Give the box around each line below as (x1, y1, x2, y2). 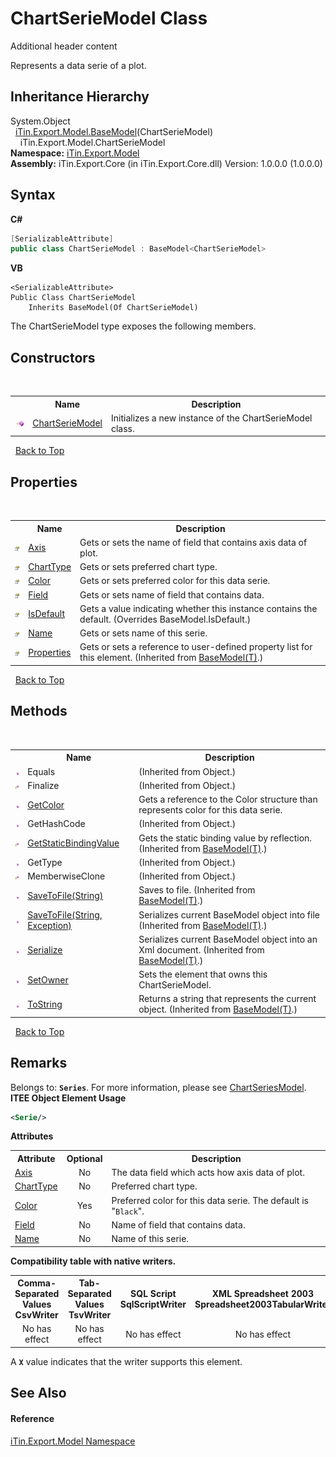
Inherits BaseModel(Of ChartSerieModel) (28, 303, 199, 313)
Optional (66, 1152, 103, 1164)
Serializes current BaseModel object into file (138, 908, 320, 921)
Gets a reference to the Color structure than (138, 793, 318, 805)
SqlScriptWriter (119, 1298, 187, 1311)
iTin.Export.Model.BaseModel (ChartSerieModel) (14, 125, 213, 137)
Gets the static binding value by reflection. (138, 832, 313, 844)
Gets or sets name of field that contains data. (79, 588, 265, 601)
